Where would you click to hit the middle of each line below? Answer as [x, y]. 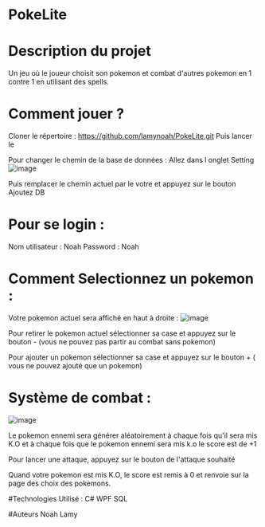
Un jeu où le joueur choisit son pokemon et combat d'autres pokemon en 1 [130, 73]
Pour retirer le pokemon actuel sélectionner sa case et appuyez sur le [122, 333]
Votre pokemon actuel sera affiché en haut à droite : [94, 317]
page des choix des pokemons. [60, 483]
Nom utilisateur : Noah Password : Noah [74, 246]
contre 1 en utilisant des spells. [58, 82]
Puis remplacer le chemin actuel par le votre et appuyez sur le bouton [122, 184]
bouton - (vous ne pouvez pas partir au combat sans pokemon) [112, 341]
